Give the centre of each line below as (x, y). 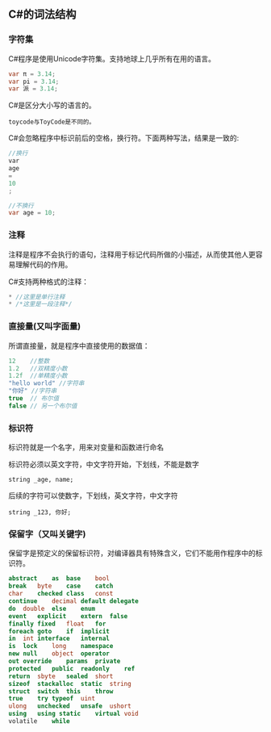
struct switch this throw (61, 691)
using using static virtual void (73, 714)
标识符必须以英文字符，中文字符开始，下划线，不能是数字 (104, 464)
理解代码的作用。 (44, 264)
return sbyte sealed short (61, 676)
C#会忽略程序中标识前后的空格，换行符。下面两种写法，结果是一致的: (124, 138)
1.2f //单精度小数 (38, 376)
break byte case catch (61, 586)
